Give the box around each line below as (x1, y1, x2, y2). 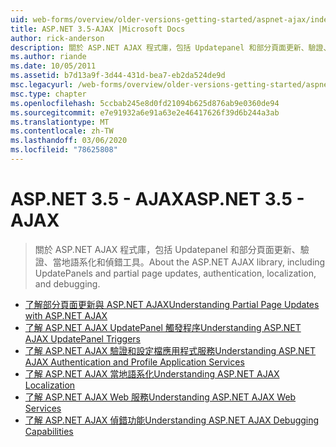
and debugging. (34, 277, 101, 290)
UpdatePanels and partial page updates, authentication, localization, (34, 267, 317, 279)
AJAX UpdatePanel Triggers (24, 332, 141, 345)
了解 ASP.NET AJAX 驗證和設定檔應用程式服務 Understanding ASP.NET (24, 344, 317, 356)
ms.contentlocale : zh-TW (10, 126, 114, 136)
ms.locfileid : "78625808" (10, 145, 118, 155)
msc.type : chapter (10, 89, 87, 99)
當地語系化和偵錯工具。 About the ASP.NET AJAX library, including (52, 256, 326, 268)
